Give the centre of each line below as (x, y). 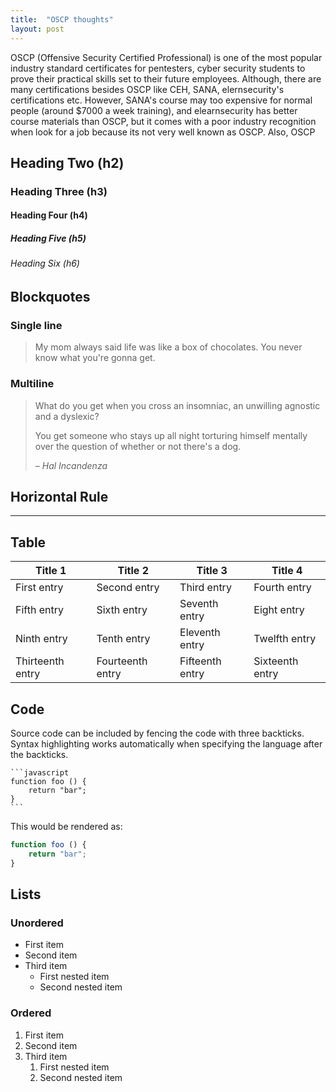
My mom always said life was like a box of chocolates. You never (168, 347)
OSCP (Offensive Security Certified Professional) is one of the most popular (166, 57)
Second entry (128, 588)
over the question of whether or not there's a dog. (138, 446)
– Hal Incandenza (71, 465)
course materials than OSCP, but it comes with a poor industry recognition (163, 121)
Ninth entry (41, 639)
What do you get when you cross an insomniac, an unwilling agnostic (177, 405)
